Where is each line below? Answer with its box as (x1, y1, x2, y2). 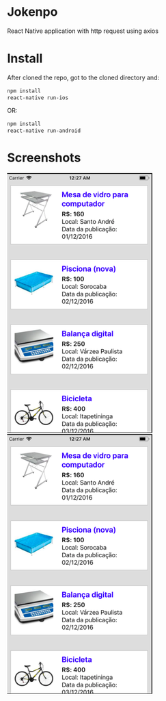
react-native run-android (7, 127, 81, 134)
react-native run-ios (7, 94, 69, 101)
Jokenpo (7, 4, 58, 20)
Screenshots (7, 150, 81, 166)
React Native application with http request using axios (7, 27, 159, 35)
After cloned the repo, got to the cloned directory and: (7, 73, 159, 81)
